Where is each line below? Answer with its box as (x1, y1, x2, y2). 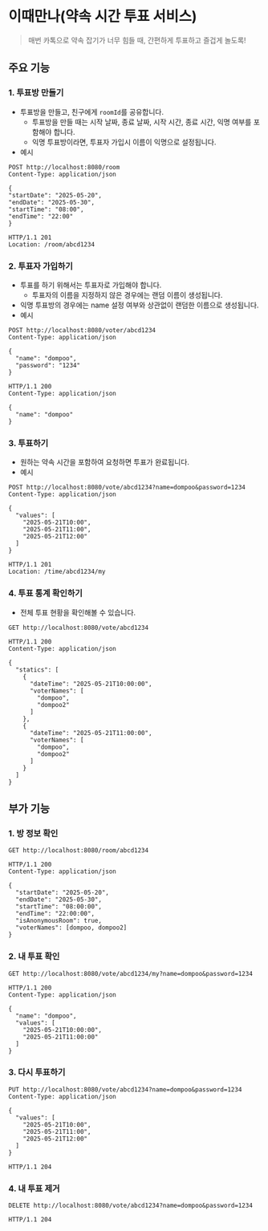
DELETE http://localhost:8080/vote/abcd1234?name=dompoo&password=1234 (8, 1201, 253, 1210)
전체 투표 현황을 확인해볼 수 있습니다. (19, 607, 136, 617)
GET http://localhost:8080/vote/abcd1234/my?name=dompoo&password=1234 (8, 969, 253, 977)
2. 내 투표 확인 (8, 951, 60, 962)
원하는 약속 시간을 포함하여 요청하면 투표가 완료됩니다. (19, 457, 190, 467)
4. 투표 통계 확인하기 (8, 587, 83, 599)
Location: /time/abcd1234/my (8, 567, 106, 576)
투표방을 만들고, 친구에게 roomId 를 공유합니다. (19, 107, 164, 116)
